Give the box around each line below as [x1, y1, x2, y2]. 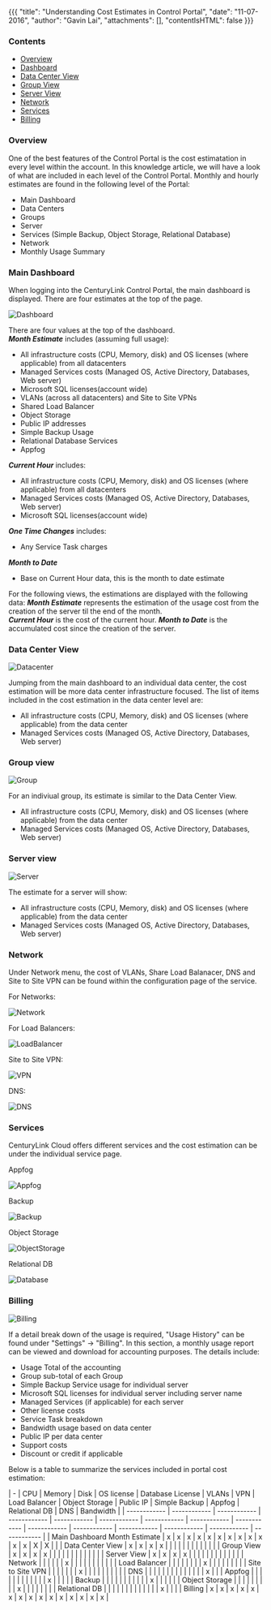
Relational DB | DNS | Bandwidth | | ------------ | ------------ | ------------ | [8, 1505, 261, 1516]
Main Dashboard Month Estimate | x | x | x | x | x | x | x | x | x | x [51, 1531, 263, 1541]
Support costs [19, 1440, 68, 1449]
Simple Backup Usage [19, 427, 95, 437]
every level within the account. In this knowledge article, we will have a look [8, 161, 260, 171]
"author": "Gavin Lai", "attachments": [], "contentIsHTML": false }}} [31, 15, 254, 25]
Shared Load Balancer [19, 401, 95, 411]
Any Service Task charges [19, 541, 108, 551]
